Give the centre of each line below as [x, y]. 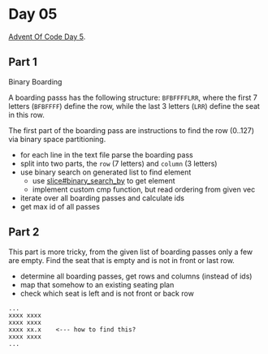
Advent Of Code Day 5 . [47, 37]
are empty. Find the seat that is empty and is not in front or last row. [122, 260]
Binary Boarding [35, 81]
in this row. [26, 114]
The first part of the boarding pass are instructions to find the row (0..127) [131, 130]
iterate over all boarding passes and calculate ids [102, 198]
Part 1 [23, 62]
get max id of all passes [60, 206]
